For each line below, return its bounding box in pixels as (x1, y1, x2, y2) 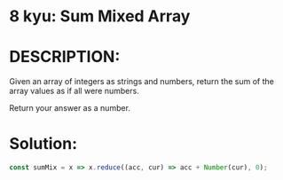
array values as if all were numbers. (9, 86, 139, 97)
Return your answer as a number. (9, 103, 131, 113)
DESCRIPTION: (9, 47, 121, 67)
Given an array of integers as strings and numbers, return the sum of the (9, 76, 275, 87)
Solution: (9, 134, 78, 154)
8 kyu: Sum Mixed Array (9, 6, 191, 27)
